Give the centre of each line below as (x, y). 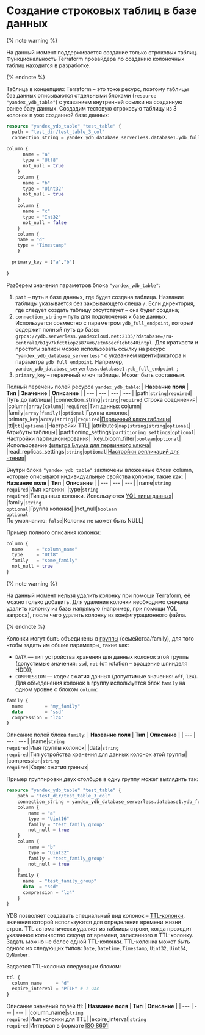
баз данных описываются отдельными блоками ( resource (81, 95)
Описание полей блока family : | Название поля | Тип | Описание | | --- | (101, 735)
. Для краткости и (175, 342)
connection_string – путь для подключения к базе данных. (91, 316)
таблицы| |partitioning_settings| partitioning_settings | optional (113, 432)
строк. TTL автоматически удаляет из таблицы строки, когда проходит (99, 928)
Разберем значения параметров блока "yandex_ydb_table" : (83, 285)
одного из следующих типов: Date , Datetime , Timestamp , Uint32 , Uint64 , (97, 948)
